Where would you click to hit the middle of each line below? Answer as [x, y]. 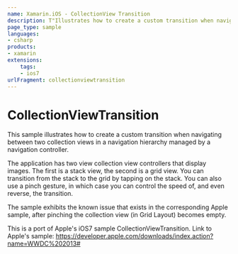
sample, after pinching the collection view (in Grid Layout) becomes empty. [117, 215]
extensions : [25, 60]
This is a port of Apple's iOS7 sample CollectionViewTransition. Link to [110, 228]
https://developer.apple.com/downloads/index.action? [135, 236]
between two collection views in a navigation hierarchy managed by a [109, 142]
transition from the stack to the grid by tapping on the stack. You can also [114, 179]
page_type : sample [34, 27]
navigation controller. [38, 150]
